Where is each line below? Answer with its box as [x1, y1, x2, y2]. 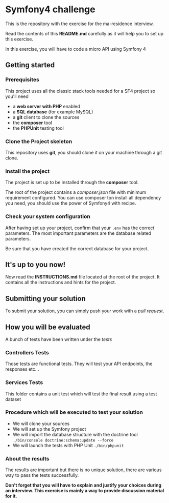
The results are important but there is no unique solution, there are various [5, 467, 162, 473]
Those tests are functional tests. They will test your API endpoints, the [5, 360, 153, 367]
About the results [5, 455, 50, 462]
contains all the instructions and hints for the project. [5, 279, 116, 286]
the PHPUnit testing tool [12, 125, 64, 131]
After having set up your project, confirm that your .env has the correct [5, 225, 155, 231]
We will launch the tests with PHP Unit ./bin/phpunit [12, 442, 124, 448]
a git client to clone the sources [12, 114, 80, 120]
